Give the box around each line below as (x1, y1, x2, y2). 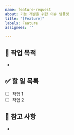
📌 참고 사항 (5, 113, 37, 121)
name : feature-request (5, 7, 51, 12)
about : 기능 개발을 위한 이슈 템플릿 (5, 12, 70, 17)
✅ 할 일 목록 (5, 77, 39, 85)
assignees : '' (5, 25, 34, 30)
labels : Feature (5, 20, 38, 26)
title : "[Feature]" (5, 16, 45, 21)
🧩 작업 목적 (5, 49, 37, 57)
